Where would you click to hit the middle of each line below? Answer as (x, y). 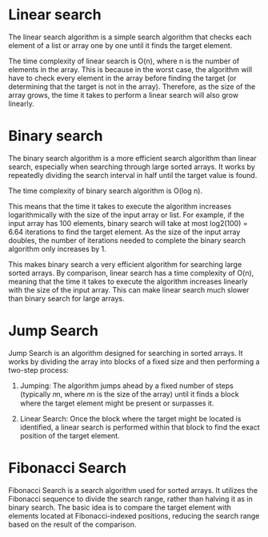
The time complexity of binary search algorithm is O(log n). (105, 191)
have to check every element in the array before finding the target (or (122, 78)
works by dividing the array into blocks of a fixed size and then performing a (134, 361)
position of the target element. (70, 435)
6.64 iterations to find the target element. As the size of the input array (124, 232)
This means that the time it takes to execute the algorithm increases (120, 206)
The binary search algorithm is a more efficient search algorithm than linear (133, 158)
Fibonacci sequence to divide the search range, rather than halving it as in (131, 499)
